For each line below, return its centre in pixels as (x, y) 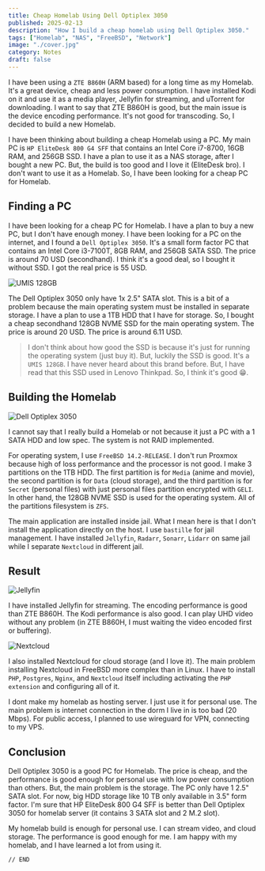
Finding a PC (40, 206)
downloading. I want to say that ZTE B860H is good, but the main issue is (127, 107)
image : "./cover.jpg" (44, 45)
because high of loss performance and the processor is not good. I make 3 (130, 464)
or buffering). (30, 631)
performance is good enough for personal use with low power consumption (131, 779)
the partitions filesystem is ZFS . (59, 506)
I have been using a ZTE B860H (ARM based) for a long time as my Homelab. (131, 82)
